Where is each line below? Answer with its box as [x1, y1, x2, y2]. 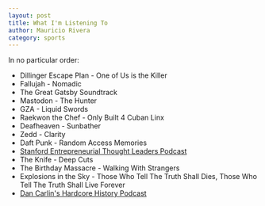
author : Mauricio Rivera [8, 26, 90, 34]
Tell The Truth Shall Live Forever [19, 180, 125, 190]
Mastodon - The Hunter [19, 96, 98, 105]
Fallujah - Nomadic [19, 79, 82, 89]
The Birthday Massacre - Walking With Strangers [19, 163, 180, 173]
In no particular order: [8, 55, 79, 65]
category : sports [8, 33, 66, 42]
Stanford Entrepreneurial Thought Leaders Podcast [19, 147, 187, 156]
